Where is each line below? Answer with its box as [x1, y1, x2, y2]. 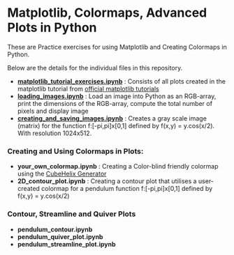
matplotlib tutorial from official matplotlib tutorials [17, 84, 159, 93]
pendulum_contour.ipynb [17, 225, 93, 233]
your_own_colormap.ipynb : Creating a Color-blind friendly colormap [17, 162, 219, 171]
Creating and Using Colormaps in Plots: [7, 146, 144, 156]
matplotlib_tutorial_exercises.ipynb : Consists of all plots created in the [17, 77, 226, 85]
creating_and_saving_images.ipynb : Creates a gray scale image [17, 114, 207, 123]
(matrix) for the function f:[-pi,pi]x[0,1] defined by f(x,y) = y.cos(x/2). [17, 121, 215, 130]
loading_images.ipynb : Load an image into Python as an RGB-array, [17, 92, 217, 100]
